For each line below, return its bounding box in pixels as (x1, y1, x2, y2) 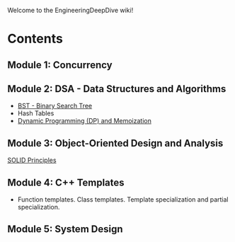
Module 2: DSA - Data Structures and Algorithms (7, 83, 227, 95)
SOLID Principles (7, 156, 57, 165)
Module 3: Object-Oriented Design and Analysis (7, 137, 224, 149)
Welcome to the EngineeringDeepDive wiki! (7, 6, 134, 14)
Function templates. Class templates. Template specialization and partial (17, 195, 229, 204)
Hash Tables (17, 109, 55, 117)
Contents (7, 31, 64, 47)
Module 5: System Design (7, 223, 123, 236)
